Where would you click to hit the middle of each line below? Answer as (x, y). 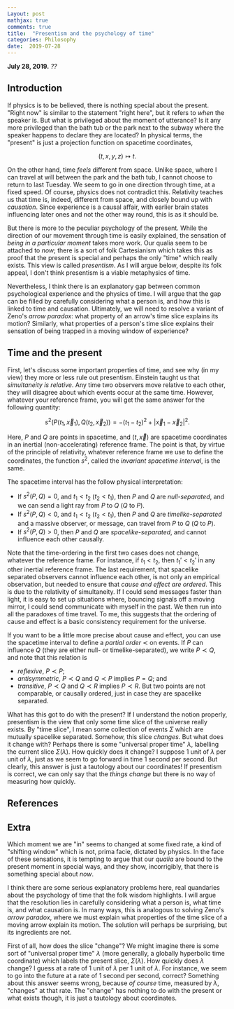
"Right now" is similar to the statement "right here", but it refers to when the (116, 112)
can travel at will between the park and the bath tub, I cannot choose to (110, 177)
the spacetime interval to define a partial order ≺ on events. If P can (105, 643)
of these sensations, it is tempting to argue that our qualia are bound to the (115, 859)
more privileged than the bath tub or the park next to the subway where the (116, 128)
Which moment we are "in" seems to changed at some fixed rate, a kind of (115, 844)
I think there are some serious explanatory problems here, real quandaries (114, 888)
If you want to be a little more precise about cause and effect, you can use (114, 635)
